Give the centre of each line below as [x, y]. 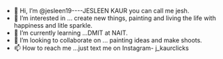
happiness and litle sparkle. [53, 25]
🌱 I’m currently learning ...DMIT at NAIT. [71, 33]
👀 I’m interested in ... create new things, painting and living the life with [115, 18]
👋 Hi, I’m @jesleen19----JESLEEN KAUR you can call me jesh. [101, 11]
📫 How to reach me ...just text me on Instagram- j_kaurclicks [101, 48]
